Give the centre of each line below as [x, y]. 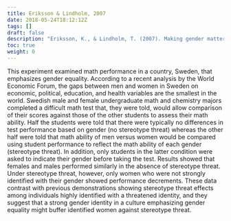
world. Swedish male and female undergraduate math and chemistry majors [114, 100]
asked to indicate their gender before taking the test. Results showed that [111, 159]
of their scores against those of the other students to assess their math [108, 115]
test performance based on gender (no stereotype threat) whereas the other [115, 129]
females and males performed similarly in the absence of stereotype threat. [114, 166]
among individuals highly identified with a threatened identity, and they [107, 195]
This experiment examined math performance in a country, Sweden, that [110, 71]
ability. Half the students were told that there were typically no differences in [115, 122]
